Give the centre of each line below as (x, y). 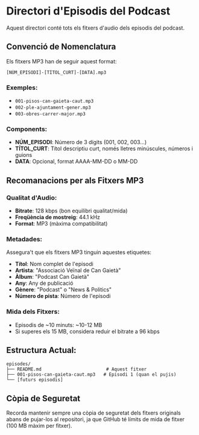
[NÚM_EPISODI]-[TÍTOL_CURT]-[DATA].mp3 (56, 72)
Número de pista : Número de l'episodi (63, 296)
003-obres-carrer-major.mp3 (50, 114)
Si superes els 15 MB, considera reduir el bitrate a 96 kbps (87, 331)
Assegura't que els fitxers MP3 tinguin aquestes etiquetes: (79, 252)
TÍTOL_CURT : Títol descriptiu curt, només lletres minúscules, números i (104, 148)
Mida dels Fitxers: (33, 312)
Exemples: (22, 87)
